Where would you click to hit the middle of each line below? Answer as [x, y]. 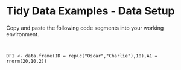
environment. [23, 34]
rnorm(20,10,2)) [27, 61]
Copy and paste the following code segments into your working [85, 28]
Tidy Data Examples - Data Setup [91, 11]
